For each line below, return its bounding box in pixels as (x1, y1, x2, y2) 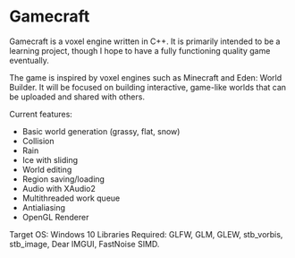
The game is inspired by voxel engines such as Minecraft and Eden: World (9, 72, 282, 82)
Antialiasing (21, 202, 65, 212)
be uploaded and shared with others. (9, 91, 146, 102)
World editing (21, 164, 72, 175)
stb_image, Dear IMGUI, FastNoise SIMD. (9, 238, 160, 249)
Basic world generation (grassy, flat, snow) (21, 125, 181, 136)
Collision (21, 135, 55, 146)
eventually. (9, 55, 49, 65)
